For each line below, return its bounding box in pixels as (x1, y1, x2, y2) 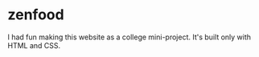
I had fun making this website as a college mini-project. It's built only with (7, 32, 251, 42)
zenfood (7, 6, 65, 24)
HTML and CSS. (7, 40, 61, 50)
